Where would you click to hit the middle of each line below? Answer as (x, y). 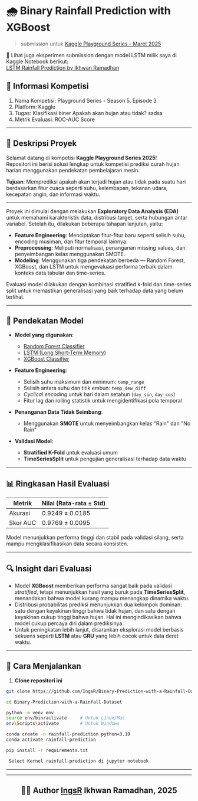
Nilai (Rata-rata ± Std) (74, 504)
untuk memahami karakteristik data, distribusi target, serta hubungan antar (97, 217)
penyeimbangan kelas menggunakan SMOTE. (70, 254)
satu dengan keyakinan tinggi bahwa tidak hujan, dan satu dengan (95, 611)
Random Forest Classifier (54, 346)
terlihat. (15, 297)
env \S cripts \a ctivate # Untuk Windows (63, 724)
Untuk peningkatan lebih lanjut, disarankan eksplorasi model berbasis (99, 630)
